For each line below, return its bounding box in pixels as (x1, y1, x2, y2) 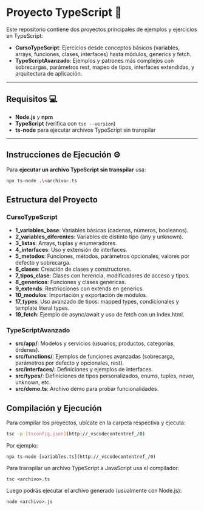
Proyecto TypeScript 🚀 (6, 5, 122, 20)
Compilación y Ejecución (6, 402, 102, 413)
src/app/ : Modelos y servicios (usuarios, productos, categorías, (15, 340, 175, 347)
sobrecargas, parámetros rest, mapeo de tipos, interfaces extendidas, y (15, 63, 195, 71)
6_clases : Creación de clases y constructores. (15, 265, 132, 273)
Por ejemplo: (6, 442, 38, 449)
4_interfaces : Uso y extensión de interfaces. (15, 246, 127, 254)
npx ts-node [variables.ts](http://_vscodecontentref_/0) (6, 454, 156, 460)
